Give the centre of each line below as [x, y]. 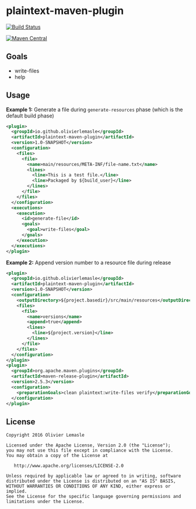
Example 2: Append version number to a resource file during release [88, 262]
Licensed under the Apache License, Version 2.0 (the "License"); [88, 445]
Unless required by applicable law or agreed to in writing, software [94, 476]
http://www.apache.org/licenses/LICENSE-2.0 [69, 466]
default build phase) [30, 116]
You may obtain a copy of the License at [57, 456]
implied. [17, 491]
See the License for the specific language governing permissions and [94, 497]
